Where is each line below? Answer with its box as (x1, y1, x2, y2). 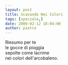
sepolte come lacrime (5, 50, 50, 56)
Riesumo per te (5, 39, 36, 45)
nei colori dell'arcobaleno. (5, 55, 59, 61)
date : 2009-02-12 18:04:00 (5, 21, 61, 26)
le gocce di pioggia (5, 45, 45, 51)
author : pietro (5, 26, 37, 31)
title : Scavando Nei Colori (5, 12, 64, 17)
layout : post (5, 7, 32, 12)
